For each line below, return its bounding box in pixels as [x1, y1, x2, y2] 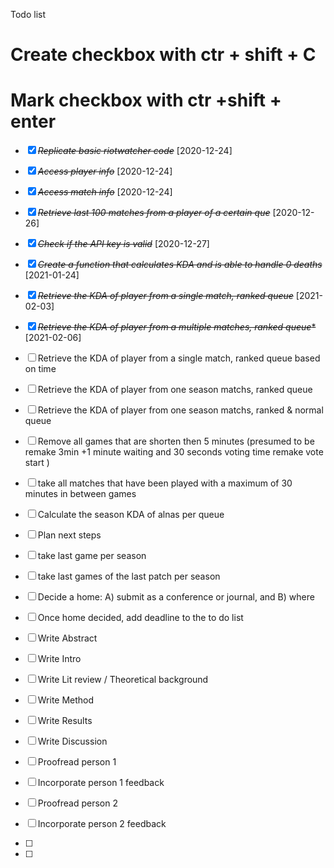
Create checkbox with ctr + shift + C [10, 44, 317, 66]
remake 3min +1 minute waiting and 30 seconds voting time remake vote [24, 446, 324, 458]
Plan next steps [37, 529, 102, 541]
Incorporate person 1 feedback [37, 777, 165, 789]
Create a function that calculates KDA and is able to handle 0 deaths [37, 259, 323, 271]
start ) [24, 457, 50, 469]
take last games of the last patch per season [37, 570, 221, 583]
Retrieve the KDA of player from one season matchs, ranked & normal [37, 404, 324, 416]
